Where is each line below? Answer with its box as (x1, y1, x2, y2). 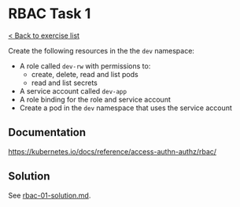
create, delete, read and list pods (31, 69, 139, 79)
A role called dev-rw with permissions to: (19, 61, 151, 71)
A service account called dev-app (19, 86, 127, 95)
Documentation (8, 126, 87, 139)
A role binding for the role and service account (19, 94, 171, 104)
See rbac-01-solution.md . (8, 190, 91, 200)
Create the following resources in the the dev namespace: (8, 46, 195, 55)
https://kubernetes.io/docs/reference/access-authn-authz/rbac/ (8, 146, 217, 156)
